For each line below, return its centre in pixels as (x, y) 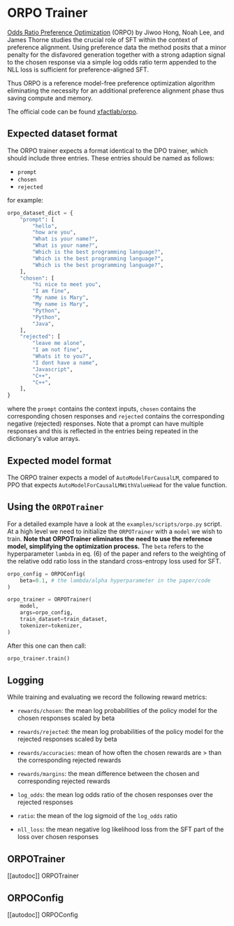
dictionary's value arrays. (44, 439)
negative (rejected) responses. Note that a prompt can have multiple (105, 424)
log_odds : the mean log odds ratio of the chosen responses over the (115, 795)
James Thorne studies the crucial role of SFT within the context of (102, 39)
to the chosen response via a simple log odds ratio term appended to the (112, 62)
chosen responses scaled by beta (66, 718)
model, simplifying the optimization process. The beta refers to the (105, 546)
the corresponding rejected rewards (69, 760)
